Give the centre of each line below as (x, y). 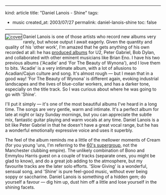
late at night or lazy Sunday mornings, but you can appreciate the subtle (79, 115)
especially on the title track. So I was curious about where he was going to (81, 89)
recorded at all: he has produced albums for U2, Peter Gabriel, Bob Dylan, (80, 52)
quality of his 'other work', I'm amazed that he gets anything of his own (77, 47)
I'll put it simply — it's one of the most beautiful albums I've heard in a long (81, 104)
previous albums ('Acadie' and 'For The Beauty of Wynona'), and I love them (83, 63)
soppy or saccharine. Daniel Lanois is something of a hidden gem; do (76, 177)
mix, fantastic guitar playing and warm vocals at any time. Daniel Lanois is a (82, 120)
